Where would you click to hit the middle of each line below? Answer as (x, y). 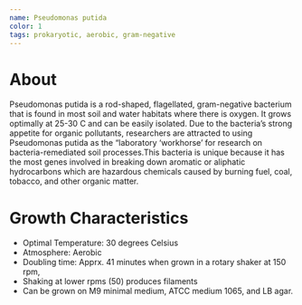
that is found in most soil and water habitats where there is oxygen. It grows (151, 114)
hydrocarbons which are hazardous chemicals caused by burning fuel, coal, (151, 172)
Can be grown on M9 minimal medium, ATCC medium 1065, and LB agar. (158, 291)
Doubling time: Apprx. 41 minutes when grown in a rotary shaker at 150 (154, 262)
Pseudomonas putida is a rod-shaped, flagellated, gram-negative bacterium (151, 104)
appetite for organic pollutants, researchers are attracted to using (131, 133)
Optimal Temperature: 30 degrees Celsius (100, 243)
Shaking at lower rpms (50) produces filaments (110, 281)
